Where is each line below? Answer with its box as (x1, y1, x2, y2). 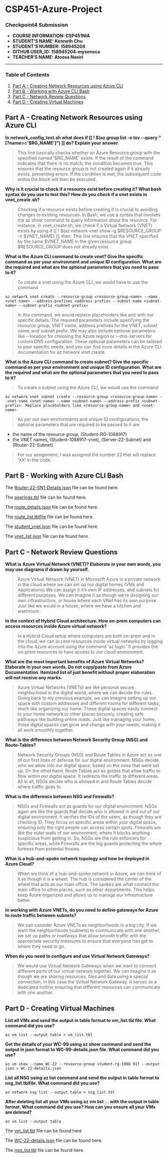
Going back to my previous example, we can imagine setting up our (17, 695, 156, 701)
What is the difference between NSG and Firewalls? (5, 794, 114, 800)
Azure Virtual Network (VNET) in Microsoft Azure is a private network (17, 576, 161, 583)
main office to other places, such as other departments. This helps (17, 887, 155, 893)
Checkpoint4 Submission (5, 22, 68, 29)
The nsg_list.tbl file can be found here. (5, 1147, 84, 1153)
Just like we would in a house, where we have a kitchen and (17, 603, 141, 609)
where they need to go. (17, 943, 66, 949)
